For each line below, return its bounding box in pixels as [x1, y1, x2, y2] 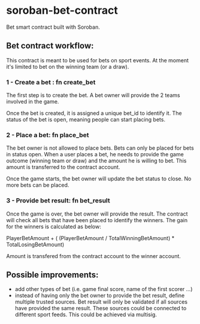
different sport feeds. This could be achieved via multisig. [14, 311, 157, 318]
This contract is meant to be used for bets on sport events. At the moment [6, 56, 189, 63]
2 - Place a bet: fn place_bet [6, 131, 89, 139]
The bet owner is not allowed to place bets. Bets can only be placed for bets [6, 144, 195, 152]
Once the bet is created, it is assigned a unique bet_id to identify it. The [6, 110, 182, 117]
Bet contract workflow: [6, 41, 94, 51]
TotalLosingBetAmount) [6, 241, 65, 248]
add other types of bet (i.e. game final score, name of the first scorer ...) [14, 286, 193, 293]
